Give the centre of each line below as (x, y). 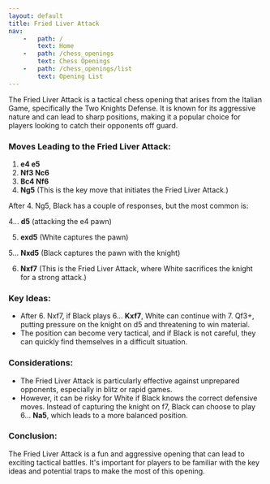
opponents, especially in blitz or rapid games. (96, 389)
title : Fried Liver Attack (54, 24)
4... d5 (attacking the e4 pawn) (60, 221)
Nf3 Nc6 (35, 172)
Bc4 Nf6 (34, 181)
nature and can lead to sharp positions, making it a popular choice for (124, 117)
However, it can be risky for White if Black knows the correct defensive (139, 398)
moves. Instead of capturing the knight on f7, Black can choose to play (138, 406)
